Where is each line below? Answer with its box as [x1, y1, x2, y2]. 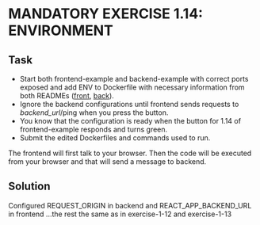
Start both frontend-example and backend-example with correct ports [19, 74, 249, 83]
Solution [8, 180, 51, 193]
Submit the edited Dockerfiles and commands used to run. [19, 133, 211, 143]
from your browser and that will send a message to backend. [8, 157, 207, 166]
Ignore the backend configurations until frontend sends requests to [19, 100, 239, 109]
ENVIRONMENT [8, 21, 113, 40]
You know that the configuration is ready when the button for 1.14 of [19, 116, 242, 125]
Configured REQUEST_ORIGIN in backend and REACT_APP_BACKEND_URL [8, 200, 252, 210]
